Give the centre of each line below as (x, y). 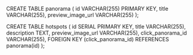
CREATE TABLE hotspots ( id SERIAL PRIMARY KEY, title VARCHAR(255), (96, 27)
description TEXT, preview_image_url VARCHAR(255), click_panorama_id (97, 33)
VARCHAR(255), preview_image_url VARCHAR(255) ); (73, 15)
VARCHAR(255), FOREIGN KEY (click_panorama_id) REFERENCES (88, 39)
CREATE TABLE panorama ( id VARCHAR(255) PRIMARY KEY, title (87, 9)
